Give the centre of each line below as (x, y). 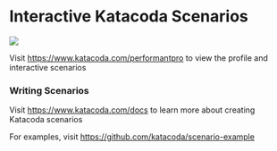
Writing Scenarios (49, 90)
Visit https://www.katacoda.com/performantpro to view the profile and (138, 58)
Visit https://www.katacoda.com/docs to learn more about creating (132, 110)
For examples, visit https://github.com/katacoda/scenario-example (132, 137)
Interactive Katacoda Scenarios (129, 17)
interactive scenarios (48, 67)
